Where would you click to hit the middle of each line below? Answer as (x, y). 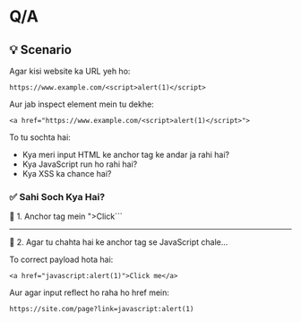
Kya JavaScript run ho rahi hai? (80, 164)
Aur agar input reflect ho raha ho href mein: (90, 292)
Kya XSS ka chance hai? (67, 174)
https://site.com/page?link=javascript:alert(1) (102, 309)
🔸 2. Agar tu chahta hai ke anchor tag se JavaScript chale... (119, 242)
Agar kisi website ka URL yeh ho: (70, 71)
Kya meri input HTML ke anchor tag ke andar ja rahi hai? (126, 155)
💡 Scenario (40, 50)
